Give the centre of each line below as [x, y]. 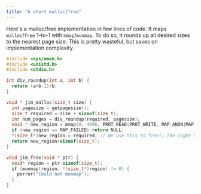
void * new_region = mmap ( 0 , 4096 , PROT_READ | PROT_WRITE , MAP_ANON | [99, 125]
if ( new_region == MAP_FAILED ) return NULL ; [68, 130]
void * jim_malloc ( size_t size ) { [49, 102]
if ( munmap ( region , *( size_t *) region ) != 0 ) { [71, 169]
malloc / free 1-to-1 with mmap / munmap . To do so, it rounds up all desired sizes [98, 35]
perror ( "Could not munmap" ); [53, 174]
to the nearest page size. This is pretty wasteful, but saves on [82, 41]
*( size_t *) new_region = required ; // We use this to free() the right [101, 136]
